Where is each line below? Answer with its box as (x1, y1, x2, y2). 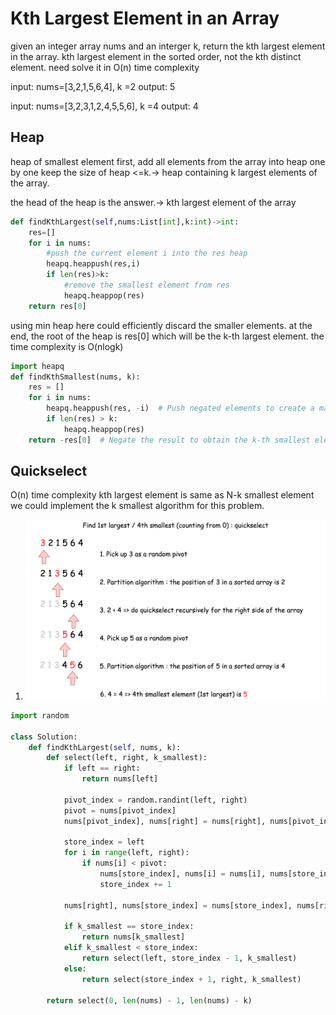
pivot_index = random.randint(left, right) (63, 795, 248, 805)
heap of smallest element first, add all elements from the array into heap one (10, 155, 326, 167)
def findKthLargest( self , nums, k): (28, 742, 182, 752)
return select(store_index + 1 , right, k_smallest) (81, 974, 302, 984)
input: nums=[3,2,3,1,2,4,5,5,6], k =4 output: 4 (10, 100, 199, 112)
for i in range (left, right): (63, 848, 190, 858)
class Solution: (10, 732, 78, 742)
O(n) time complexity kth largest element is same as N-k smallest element (10, 489, 315, 501)
